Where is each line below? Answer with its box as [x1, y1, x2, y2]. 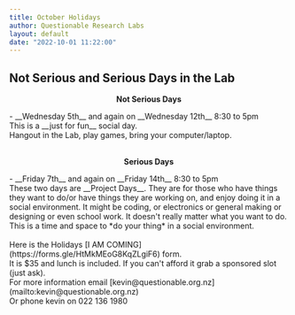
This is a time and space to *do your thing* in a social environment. [9, 220, 255, 231]
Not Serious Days [116, 94, 182, 104]
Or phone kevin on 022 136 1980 [9, 296, 128, 306]
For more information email [9, 277, 108, 288]
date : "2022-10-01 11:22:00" [9, 37, 117, 47]
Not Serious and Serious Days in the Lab [9, 70, 236, 85]
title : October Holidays [9, 12, 101, 22]
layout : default [9, 29, 69, 38]
